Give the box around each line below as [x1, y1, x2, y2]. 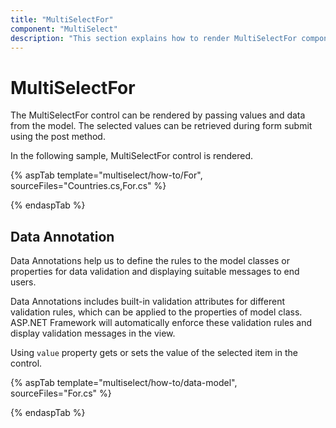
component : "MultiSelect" [10, 24, 118, 34]
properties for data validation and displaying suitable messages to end [10, 266, 300, 278]
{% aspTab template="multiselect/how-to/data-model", [10, 377, 238, 389]
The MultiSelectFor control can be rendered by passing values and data [10, 109, 306, 121]
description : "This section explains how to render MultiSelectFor [10, 33, 298, 43]
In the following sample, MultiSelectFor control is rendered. [10, 150, 254, 162]
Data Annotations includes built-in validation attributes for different [10, 296, 286, 308]
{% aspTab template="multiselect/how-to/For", [10, 169, 203, 181]
